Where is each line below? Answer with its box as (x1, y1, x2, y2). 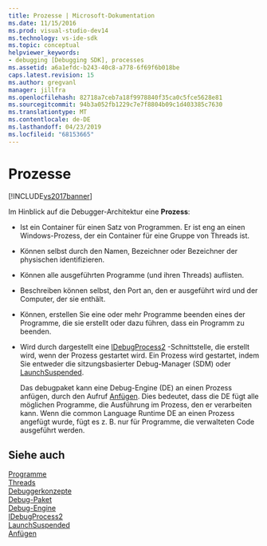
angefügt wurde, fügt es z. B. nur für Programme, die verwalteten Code (19, 417, 255, 426)
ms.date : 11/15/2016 (8, 19, 77, 27)
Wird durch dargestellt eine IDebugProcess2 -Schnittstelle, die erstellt (19, 342, 249, 351)
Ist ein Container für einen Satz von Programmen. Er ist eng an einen (19, 222, 245, 231)
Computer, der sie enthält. (19, 294, 106, 303)
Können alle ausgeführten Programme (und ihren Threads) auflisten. (19, 270, 245, 279)
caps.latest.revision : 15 (8, 71, 94, 79)
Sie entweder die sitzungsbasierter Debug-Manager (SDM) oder (19, 358, 231, 368)
